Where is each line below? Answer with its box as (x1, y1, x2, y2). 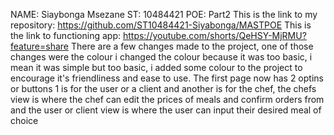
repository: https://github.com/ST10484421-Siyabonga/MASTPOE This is (10, 19, 312, 31)
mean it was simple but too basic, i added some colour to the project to (10, 62, 303, 73)
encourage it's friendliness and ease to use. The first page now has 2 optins (10, 72, 324, 84)
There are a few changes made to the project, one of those (70, 40, 314, 52)
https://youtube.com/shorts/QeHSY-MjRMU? (122, 30, 307, 41)
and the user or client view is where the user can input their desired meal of (10, 104, 322, 116)
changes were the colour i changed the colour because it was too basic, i (10, 51, 313, 63)
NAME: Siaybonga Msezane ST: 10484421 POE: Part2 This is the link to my (10, 9, 318, 20)
